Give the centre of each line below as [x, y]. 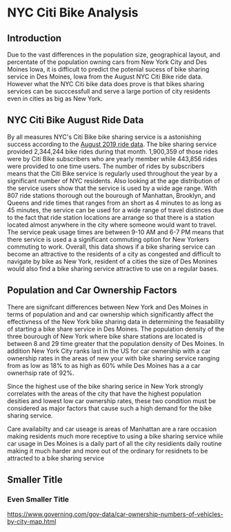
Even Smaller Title [38, 499]
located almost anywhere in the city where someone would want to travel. [112, 225]
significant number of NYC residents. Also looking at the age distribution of [114, 181]
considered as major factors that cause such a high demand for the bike [110, 408]
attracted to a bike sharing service [56, 458]
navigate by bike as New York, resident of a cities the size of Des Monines [112, 261]
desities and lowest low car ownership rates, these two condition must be [111, 400]
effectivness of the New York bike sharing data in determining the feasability [116, 321]
